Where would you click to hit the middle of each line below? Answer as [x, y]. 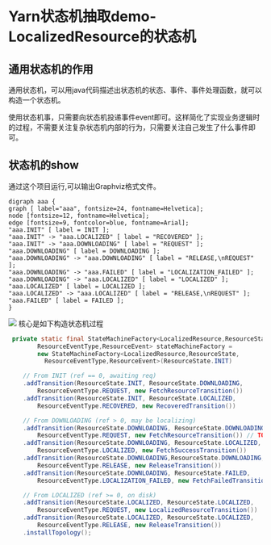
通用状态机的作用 [51, 69]
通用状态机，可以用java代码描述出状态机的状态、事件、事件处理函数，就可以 [135, 90]
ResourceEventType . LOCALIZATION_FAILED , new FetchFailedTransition [153, 480]
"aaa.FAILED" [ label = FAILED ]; [67, 300]
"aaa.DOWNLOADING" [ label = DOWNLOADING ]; [84, 251]
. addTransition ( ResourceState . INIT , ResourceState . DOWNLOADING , [133, 384]
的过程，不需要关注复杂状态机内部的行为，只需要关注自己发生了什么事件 [128, 127]
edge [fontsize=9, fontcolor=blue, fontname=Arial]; [99, 223]
